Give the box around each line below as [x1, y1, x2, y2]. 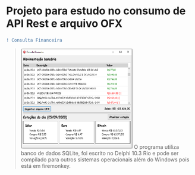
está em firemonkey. [20, 162, 71, 169]
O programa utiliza [133, 143, 180, 150]
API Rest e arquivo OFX [6, 17, 123, 30]
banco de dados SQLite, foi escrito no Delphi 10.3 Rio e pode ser [20, 149, 179, 157]
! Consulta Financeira [6, 37, 62, 43]
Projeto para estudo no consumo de [6, 4, 186, 18]
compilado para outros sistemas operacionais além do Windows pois [20, 156, 190, 163]
